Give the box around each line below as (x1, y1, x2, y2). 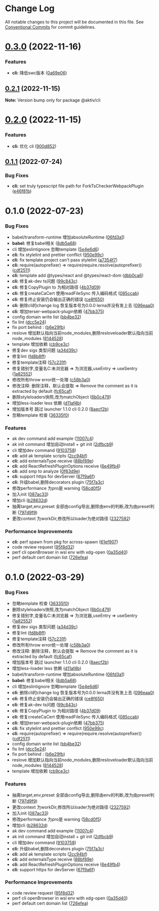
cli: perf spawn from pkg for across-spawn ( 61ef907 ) (12, 539, 118, 545)
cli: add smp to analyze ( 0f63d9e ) (12, 469, 80, 474)
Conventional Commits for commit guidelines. (5, 24, 96, 30)
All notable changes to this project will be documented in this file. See (5, 19, 144, 25)
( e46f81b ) (12, 188, 32, 194)
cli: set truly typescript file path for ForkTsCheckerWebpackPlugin (12, 183, 144, 189)
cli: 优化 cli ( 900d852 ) (12, 143, 57, 149)
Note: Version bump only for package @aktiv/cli (5, 98, 101, 103)
